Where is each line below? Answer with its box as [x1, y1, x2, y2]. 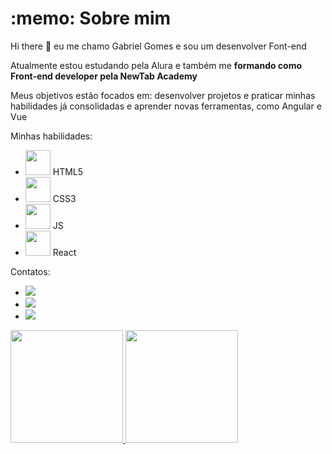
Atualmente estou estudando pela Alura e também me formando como [10, 59, 303, 71]
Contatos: [10, 265, 51, 277]
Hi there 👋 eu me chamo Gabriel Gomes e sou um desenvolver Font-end [10, 40, 307, 52]
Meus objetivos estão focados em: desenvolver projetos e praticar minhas [10, 89, 316, 101]
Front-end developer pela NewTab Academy [10, 70, 198, 82]
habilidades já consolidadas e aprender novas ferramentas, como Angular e [10, 100, 322, 112]
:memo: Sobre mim [10, 7, 172, 30]
